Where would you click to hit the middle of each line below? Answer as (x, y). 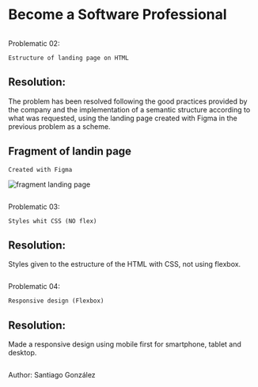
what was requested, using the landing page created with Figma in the (123, 118)
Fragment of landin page (70, 152)
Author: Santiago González (52, 375)
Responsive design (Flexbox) (56, 301)
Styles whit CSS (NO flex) (53, 221)
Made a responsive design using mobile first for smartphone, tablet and (125, 344)
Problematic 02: (34, 43)
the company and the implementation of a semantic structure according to (129, 109)
